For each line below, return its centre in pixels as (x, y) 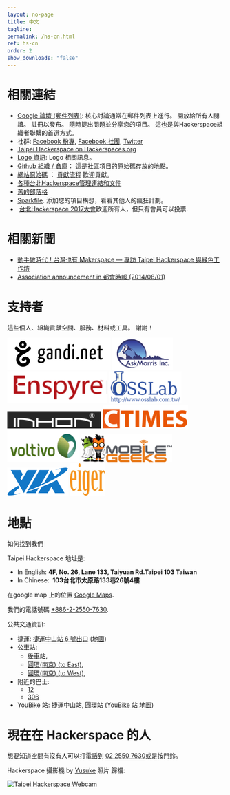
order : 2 (20, 51)
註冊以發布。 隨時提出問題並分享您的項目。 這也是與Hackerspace (124, 124)
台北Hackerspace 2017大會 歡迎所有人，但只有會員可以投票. (103, 209)
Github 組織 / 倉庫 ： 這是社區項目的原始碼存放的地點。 (94, 166)
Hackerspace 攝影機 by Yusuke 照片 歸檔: (66, 770)
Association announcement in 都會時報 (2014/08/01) (91, 277)
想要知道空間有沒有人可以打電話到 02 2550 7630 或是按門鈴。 (95, 755)
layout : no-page (30, 14)
